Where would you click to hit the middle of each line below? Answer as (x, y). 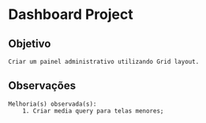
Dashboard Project (71, 15)
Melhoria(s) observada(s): (52, 104)
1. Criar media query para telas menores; (93, 111)
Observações (42, 86)
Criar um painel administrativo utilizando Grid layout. (104, 61)
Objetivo (30, 44)
